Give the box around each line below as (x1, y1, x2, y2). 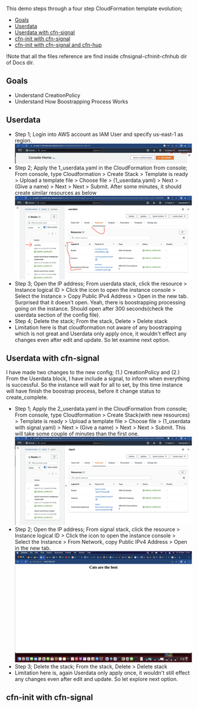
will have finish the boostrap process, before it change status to (6, 388, 161, 395)
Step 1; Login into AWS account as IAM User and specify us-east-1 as (14, 131, 184, 138)
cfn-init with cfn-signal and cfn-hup (14, 41, 102, 48)
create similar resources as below (14, 190, 97, 197)
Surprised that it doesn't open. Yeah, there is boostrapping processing (14, 298, 186, 305)
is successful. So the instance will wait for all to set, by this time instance (6, 381, 183, 388)
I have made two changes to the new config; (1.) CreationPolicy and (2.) (6, 369, 180, 376)
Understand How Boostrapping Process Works (14, 98, 128, 105)
